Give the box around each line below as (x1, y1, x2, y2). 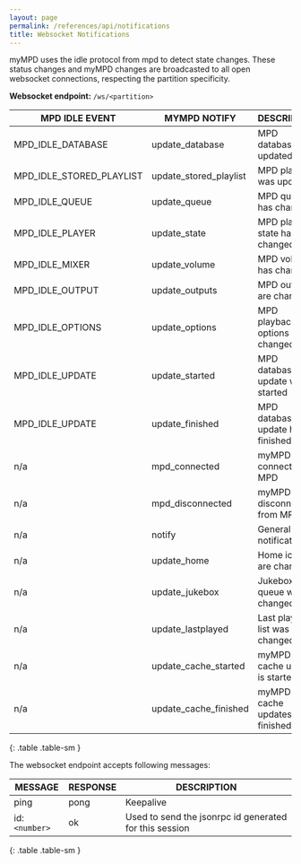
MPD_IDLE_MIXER (13, 258, 90, 271)
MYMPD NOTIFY (164, 112, 236, 125)
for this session (125, 822, 190, 834)
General (257, 523, 291, 536)
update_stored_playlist (151, 170, 246, 182)
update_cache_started (151, 660, 245, 673)
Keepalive (125, 796, 168, 808)
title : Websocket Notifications (9, 30, 130, 39)
